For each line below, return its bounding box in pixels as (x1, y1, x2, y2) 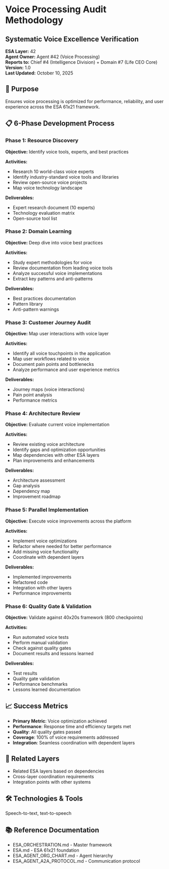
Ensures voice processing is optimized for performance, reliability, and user (5, 98, 164, 104)
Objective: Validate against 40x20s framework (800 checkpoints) (5, 614, 144, 620)
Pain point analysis (12, 392, 52, 398)
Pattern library (12, 301, 43, 307)
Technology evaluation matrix (12, 210, 75, 216)
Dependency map (12, 488, 50, 494)
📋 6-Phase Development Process (5, 119, 115, 128)
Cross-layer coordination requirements (12, 773, 94, 779)
